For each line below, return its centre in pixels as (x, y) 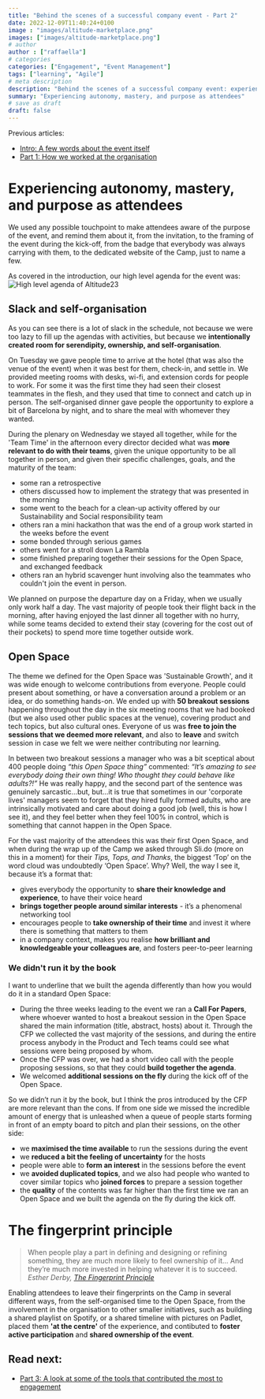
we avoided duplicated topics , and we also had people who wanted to (134, 1173)
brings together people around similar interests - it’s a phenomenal (131, 906)
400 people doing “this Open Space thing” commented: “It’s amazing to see (132, 766)
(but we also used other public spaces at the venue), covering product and (129, 717)
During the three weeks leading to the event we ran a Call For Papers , (133, 1009)
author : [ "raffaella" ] (47, 52)
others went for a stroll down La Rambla (84, 549)
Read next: (35, 1359)
